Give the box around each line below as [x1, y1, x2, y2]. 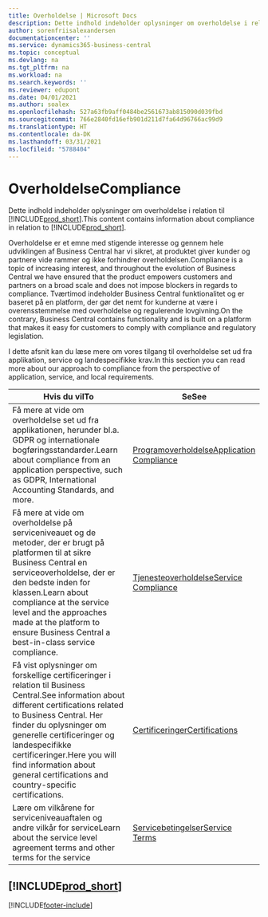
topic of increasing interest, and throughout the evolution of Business [8, 264, 236, 274]
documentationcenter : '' [8, 33, 91, 42]
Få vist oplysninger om [12, 659, 97, 671]
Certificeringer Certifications [132, 725, 238, 736]
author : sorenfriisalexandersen [8, 26, 116, 34]
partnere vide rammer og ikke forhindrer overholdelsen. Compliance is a [8, 255, 243, 265]
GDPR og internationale [12, 435, 100, 446]
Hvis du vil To [43, 392, 94, 403]
